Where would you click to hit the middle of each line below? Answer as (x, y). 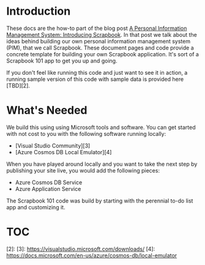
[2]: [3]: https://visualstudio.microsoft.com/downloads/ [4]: (81, 248)
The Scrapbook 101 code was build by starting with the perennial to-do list (100, 201)
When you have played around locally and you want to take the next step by (102, 164)
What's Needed (47, 110)
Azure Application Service (48, 188)
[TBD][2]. (18, 85)
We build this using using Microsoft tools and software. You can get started (101, 127)
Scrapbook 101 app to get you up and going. (62, 61)
